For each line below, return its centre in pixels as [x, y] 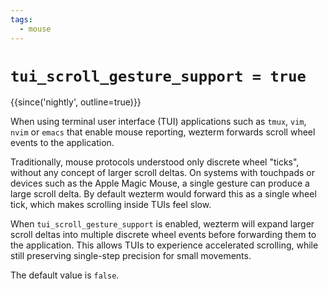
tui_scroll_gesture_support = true [158, 76]
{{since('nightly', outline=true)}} [76, 102]
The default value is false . [65, 275]
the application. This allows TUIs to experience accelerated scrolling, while [164, 245]
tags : [21, 19]
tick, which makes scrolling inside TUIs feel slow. [111, 205]
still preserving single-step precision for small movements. [131, 256]
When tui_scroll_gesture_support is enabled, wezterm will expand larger [162, 224]
